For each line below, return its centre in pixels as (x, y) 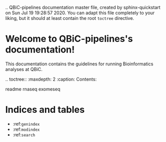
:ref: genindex (26, 124)
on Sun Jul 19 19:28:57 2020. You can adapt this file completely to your (80, 13)
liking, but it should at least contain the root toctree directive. (70, 18)
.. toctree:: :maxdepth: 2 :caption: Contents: (51, 79)
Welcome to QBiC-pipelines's (69, 39)
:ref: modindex (26, 129)
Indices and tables (45, 110)
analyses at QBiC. (24, 69)
